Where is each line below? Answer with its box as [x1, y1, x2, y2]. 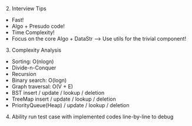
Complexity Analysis [11, 47, 62, 54]
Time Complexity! [11, 29, 55, 36]
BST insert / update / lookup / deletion [11, 89, 105, 96]
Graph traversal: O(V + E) [11, 83, 74, 90]
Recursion [11, 71, 37, 77]
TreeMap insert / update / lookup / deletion [11, 95, 116, 102]
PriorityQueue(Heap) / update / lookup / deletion [11, 102, 130, 108]
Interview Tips [11, 5, 47, 12]
